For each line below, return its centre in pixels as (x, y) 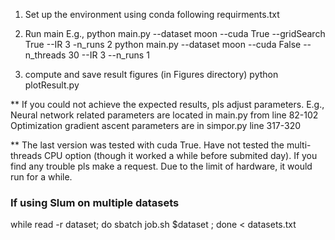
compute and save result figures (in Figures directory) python (151, 74)
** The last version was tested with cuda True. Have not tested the (147, 145)
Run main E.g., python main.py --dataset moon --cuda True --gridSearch (175, 33)
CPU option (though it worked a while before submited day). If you (180, 155)
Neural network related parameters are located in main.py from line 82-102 (164, 115)
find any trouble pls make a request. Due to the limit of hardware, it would (161, 166)
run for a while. (41, 177)
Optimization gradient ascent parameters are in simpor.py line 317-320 (156, 125)
